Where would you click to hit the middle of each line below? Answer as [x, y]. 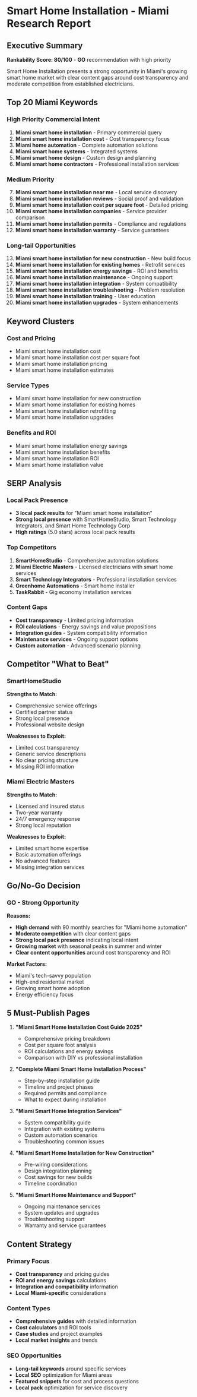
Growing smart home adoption [53, 988]
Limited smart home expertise [52, 848]
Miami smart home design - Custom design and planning [86, 157]
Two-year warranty [39, 813]
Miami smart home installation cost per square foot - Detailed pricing [102, 205]
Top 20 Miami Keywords [53, 102]
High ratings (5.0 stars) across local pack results [75, 532]
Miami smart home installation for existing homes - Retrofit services [100, 265]
